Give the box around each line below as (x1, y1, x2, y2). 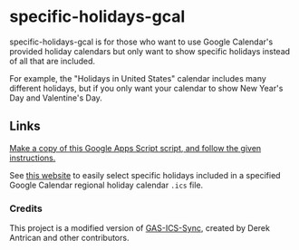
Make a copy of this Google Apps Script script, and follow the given (9, 142, 262, 153)
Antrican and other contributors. (9, 233, 130, 244)
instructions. (9, 152, 56, 163)
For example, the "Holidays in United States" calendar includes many (9, 72, 267, 83)
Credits (9, 202, 43, 215)
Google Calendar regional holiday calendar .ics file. (9, 179, 204, 190)
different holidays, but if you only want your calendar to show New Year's (9, 82, 284, 93)
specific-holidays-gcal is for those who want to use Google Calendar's (9, 36, 274, 47)
